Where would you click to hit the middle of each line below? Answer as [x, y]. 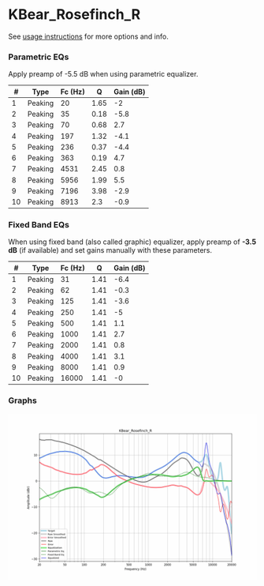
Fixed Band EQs [39, 224]
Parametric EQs [39, 57]
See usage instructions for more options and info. [89, 36]
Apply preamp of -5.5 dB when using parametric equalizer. [103, 74]
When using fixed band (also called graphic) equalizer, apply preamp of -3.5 [132, 242]
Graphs [22, 400]
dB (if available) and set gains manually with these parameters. [110, 250]
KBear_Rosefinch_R [74, 15]
